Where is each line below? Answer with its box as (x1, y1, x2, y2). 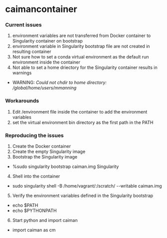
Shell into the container (12, 173, 60, 179)
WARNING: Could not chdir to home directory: (12, 79, 107, 85)
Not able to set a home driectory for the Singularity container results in (12, 64, 158, 70)
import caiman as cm (12, 227, 56, 233)
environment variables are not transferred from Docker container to (12, 32, 151, 38)
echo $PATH (12, 202, 38, 208)
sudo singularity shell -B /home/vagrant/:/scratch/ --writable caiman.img (12, 183, 162, 189)
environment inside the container (12, 59, 81, 65)
